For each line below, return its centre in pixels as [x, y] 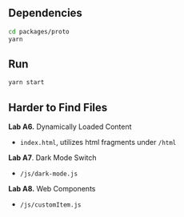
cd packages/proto [39, 31]
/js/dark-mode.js [49, 174]
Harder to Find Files [58, 107]
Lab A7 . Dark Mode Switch [53, 158]
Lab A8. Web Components [52, 189]
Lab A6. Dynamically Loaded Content [70, 127]
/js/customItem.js [50, 205]
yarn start [26, 82]
